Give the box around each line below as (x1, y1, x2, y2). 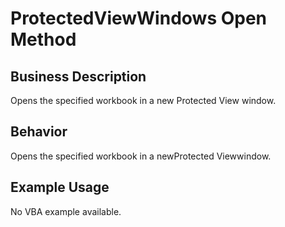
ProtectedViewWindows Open (10, 7, 268, 30)
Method (10, 28, 77, 51)
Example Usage (10, 179, 110, 196)
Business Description (10, 68, 147, 85)
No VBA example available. (10, 205, 122, 217)
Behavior (10, 123, 68, 141)
